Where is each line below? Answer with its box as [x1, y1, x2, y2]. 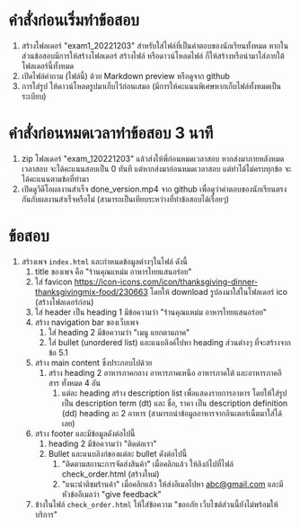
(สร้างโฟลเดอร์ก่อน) [34, 296, 94, 307]
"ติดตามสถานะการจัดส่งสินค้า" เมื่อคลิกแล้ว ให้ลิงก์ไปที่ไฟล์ [61, 458, 234, 469]
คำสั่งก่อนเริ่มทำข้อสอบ [8, 10, 140, 31]
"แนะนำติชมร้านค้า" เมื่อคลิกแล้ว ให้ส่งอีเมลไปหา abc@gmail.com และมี [61, 478, 284, 489]
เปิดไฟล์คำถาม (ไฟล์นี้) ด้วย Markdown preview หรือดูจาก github [21, 70, 231, 81]
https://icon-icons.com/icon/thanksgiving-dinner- [74, 276, 259, 287]
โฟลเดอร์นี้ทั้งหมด [21, 60, 74, 71]
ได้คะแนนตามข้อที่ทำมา [21, 173, 90, 184]
